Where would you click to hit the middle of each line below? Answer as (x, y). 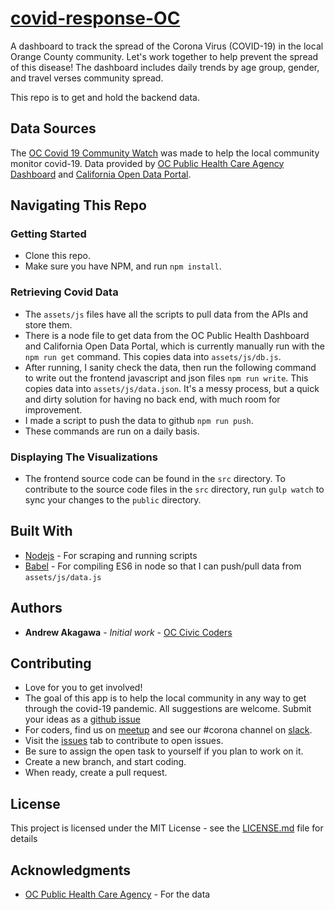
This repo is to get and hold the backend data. (105, 97)
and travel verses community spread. (87, 78)
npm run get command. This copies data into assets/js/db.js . (153, 356)
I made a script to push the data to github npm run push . (139, 420)
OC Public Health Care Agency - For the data (117, 894)
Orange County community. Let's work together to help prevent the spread (164, 56)
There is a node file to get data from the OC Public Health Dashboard (167, 335)
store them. (48, 324)
